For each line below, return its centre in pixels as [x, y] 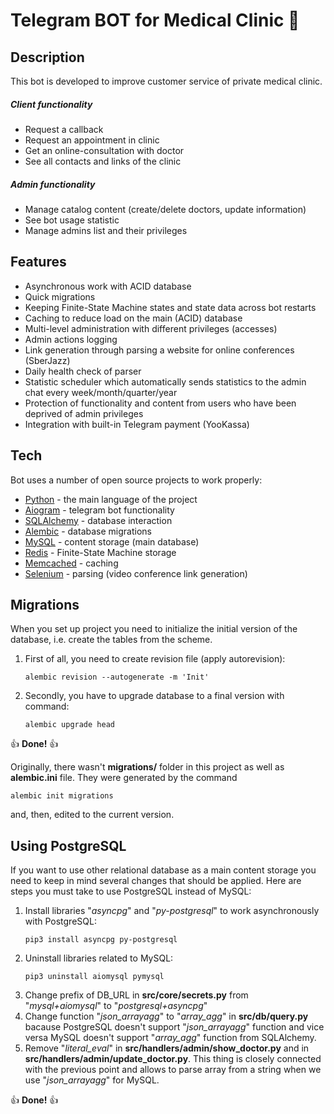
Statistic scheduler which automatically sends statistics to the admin [165, 381]
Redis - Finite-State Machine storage [100, 552]
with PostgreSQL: [60, 921]
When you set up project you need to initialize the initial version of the [154, 629]
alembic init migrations [62, 796]
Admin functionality [53, 184]
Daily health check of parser [83, 371]
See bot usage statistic [72, 220]
